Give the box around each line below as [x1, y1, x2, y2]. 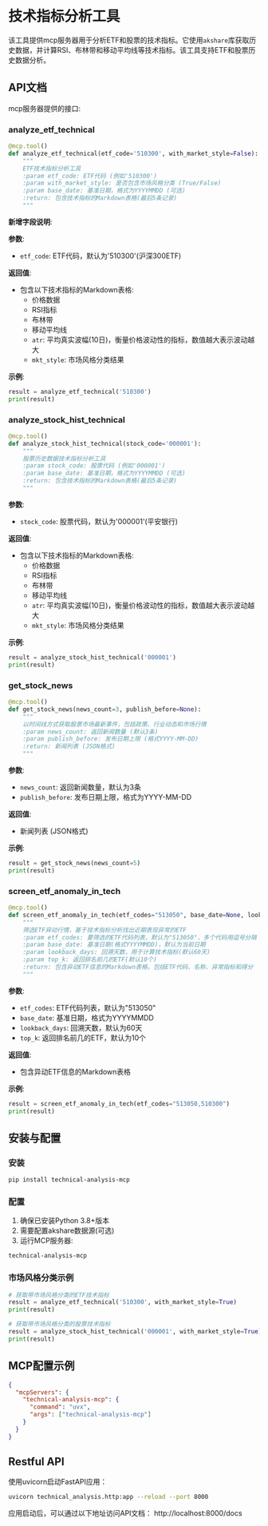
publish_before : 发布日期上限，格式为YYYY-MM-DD [19, 793, 192, 802]
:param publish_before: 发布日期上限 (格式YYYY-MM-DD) [22, 735, 199, 743]
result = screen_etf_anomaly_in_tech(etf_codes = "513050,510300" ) [8, 1099, 230, 1107]
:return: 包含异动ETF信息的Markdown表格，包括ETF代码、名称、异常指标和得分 [22, 964, 254, 972]
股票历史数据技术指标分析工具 [22, 455, 106, 463]
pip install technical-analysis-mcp [8, 1176, 130, 1184]
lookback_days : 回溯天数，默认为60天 [19, 1023, 143, 1032]
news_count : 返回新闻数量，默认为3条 [19, 782, 142, 792]
